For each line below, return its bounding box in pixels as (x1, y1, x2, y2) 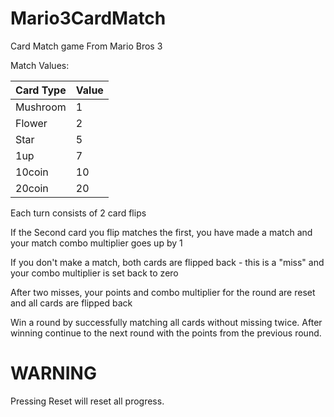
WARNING (10, 362, 97, 385)
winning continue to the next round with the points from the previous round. (10, 327, 322, 339)
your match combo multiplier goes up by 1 (10, 237, 183, 249)
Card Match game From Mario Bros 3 (10, 40, 163, 52)
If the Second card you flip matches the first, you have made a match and (10, 226, 313, 238)
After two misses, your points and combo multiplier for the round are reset (10, 286, 316, 298)
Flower (15, 116, 48, 130)
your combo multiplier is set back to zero (10, 267, 179, 279)
